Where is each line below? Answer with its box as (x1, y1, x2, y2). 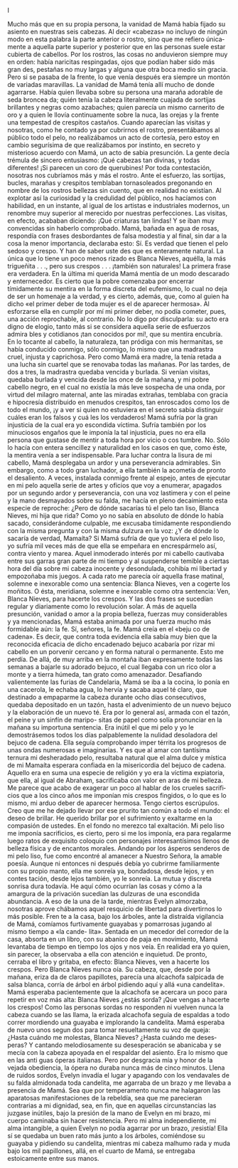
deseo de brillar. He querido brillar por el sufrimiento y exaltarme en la (7, 814, 213, 822)
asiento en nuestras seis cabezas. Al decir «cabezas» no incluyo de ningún (7, 28, 227, 36)
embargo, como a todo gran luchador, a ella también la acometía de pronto (7, 466, 226, 474)
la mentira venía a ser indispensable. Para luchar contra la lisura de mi (7, 451, 212, 459)
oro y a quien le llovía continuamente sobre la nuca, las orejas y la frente (7, 110, 219, 119)
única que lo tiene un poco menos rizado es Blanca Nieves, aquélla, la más (7, 254, 226, 263)
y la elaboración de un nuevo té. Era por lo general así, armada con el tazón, (7, 708, 230, 716)
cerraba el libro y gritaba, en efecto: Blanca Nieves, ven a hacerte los (7, 957, 210, 966)
